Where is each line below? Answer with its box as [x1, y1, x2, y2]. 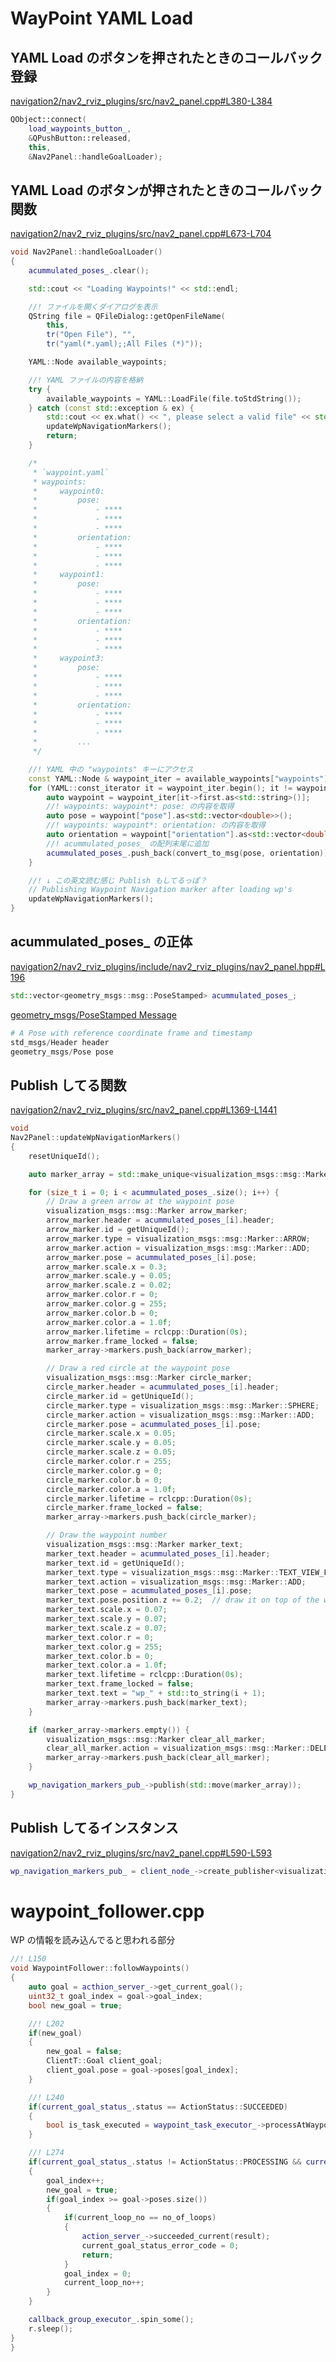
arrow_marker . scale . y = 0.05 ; [46, 1271, 172, 1281]
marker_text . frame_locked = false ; [46, 1679, 195, 1689]
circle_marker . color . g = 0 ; [46, 1465, 163, 1476]
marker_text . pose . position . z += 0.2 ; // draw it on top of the [46, 1595, 320, 1606]
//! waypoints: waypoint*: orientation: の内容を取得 [46, 820, 266, 831]
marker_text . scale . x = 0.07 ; [46, 1605, 168, 1615]
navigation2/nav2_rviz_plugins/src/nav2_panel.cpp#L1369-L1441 [10, 1104, 278, 1116]
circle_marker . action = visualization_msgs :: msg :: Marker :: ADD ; [46, 1410, 315, 1420]
